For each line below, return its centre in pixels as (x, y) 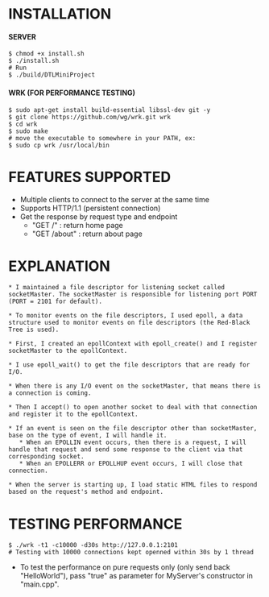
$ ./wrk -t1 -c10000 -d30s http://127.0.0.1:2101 (93, 545)
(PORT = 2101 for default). (56, 302)
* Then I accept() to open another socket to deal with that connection (133, 408)
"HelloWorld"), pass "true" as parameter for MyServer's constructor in (137, 576)
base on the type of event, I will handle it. (88, 436)
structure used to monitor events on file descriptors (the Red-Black (129, 323)
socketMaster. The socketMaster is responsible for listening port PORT (133, 295)
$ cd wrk (23, 124)
